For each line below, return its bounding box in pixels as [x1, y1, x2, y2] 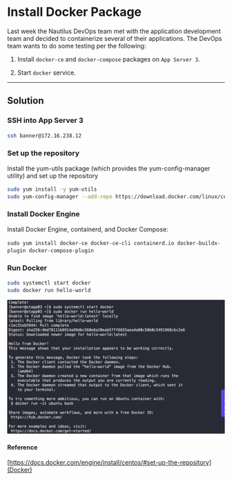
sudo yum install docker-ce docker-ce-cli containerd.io [7, 240, 175, 247]
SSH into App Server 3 [7, 115, 84, 125]
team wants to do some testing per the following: [7, 41, 146, 50]
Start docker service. [17, 68, 76, 77]
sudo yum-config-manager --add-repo [7, 193, 113, 200]
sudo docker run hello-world [7, 287, 91, 294]
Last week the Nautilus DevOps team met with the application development [7, 27, 221, 35]
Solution [7, 95, 44, 107]
